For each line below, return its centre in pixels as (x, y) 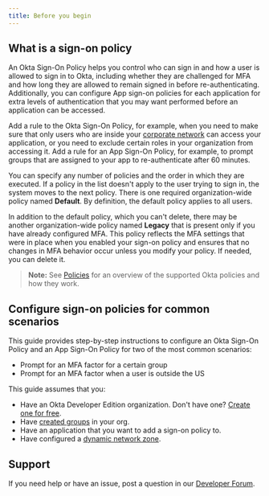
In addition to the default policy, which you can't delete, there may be (123, 217)
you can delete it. (37, 260)
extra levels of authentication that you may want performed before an (123, 102)
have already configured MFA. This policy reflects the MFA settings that (126, 234)
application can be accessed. (57, 110)
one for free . (41, 413)
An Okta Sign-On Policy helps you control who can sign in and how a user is (134, 68)
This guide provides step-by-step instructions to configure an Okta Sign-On (134, 341)
